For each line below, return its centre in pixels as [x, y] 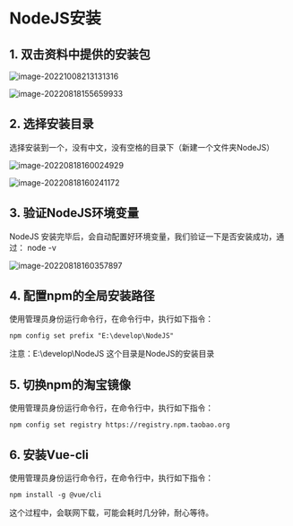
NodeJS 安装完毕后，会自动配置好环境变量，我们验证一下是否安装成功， [143, 236]
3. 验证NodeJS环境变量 [74, 213]
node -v [41, 247]
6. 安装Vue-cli [49, 455]
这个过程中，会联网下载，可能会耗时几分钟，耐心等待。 [111, 513]
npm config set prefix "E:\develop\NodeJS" [92, 336]
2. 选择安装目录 [52, 124]
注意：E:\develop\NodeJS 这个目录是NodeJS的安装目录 [112, 354]
